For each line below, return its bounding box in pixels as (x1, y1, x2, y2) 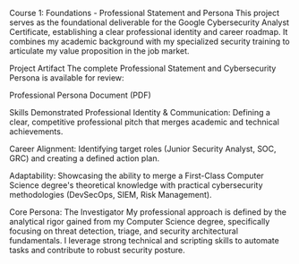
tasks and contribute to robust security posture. (9, 245, 185, 255)
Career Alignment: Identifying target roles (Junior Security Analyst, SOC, (9, 143, 277, 154)
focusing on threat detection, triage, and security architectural (9, 226, 239, 236)
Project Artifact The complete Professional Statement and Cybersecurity (9, 63, 277, 73)
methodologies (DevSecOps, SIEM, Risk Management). (9, 190, 212, 200)
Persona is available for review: (9, 72, 124, 83)
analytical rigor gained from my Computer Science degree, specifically (9, 217, 270, 226)
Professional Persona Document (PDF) (9, 89, 151, 100)
